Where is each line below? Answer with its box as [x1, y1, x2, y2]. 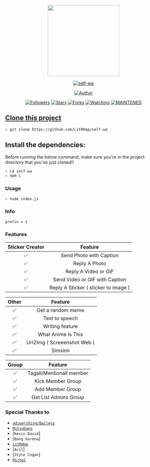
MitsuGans [12, 426, 33, 431]
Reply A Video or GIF [65, 268, 114, 275]
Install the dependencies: [5, 141, 86, 149]
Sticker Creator [7, 243, 45, 250]
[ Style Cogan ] [12, 452, 41, 458]
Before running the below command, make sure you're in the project [5, 154, 145, 160]
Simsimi [51, 347, 70, 354]
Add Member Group [34, 386, 81, 393]
